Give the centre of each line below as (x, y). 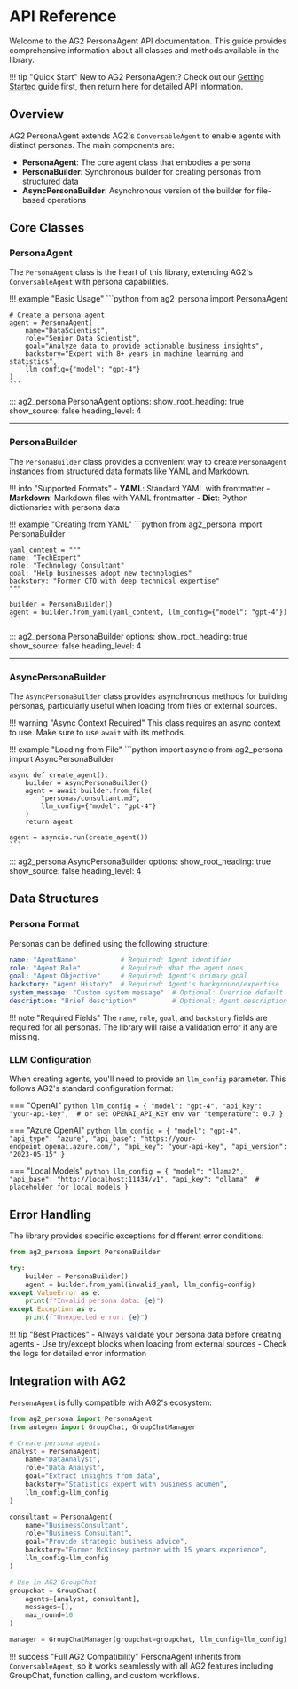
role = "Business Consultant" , (79, 1533)
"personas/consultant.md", (91, 799)
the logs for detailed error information (78, 1354)
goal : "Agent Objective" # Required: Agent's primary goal (129, 976)
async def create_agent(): (59, 775)
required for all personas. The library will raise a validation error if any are (143, 1027)
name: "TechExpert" (45, 558)
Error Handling (50, 1214)
